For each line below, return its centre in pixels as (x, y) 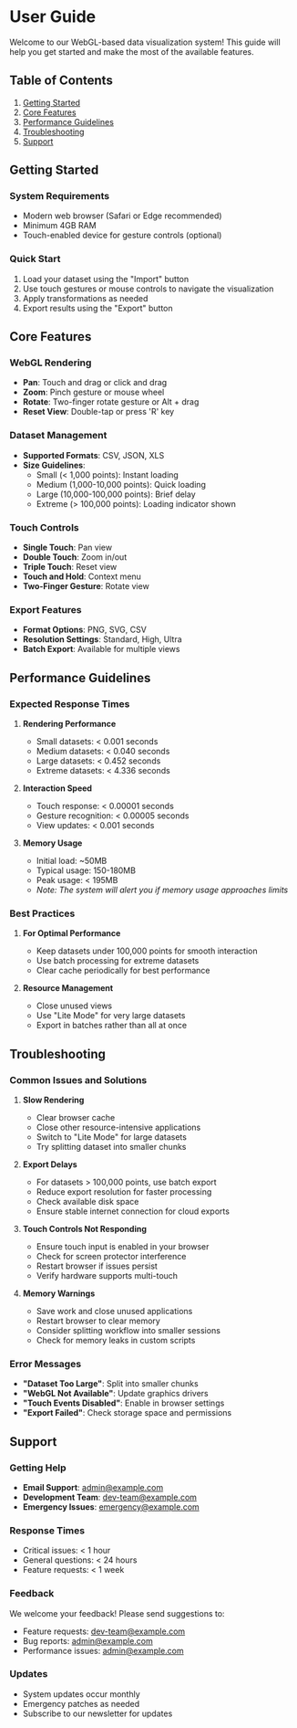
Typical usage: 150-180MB (86, 870)
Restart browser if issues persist (97, 1266)
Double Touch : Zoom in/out (75, 557)
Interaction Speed (57, 788)
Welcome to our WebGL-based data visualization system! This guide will (145, 42)
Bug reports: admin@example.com (87, 1640)
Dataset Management (58, 436)
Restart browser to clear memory (98, 1321)
